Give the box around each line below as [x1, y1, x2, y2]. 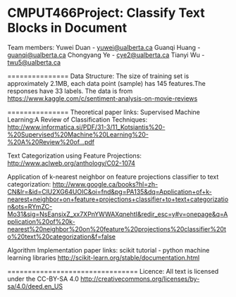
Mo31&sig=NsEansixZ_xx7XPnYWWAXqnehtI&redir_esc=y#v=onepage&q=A [7, 210, 228, 218]
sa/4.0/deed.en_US [7, 282, 63, 290]
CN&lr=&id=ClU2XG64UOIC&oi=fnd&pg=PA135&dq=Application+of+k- [7, 187, 213, 196]
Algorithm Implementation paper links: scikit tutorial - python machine [7, 246, 210, 254]
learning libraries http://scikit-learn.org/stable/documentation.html [7, 253, 200, 262]
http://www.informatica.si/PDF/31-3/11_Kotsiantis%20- [7, 122, 166, 131]
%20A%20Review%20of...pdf [7, 137, 95, 146]
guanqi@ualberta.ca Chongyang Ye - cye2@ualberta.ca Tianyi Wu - [7, 51, 205, 59]
